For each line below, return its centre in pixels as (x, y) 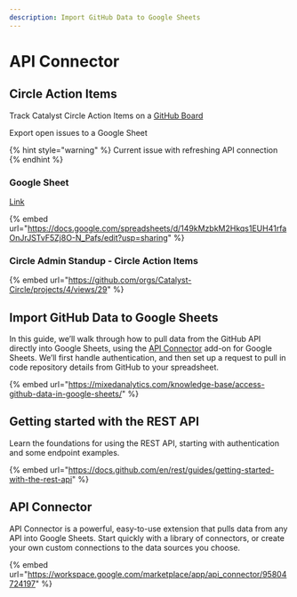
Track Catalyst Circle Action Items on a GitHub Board (106, 115)
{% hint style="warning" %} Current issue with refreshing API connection (144, 150)
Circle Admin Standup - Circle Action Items (104, 260)
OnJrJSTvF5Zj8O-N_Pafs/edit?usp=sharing (89, 237)
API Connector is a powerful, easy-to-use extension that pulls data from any (148, 529)
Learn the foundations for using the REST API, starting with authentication (144, 443)
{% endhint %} (36, 159)
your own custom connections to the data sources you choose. (125, 547)
